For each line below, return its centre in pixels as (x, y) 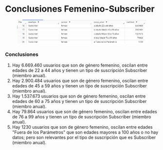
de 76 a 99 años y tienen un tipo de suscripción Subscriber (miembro (81, 117)
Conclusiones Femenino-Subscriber (80, 9)
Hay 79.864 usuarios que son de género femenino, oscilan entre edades (84, 111)
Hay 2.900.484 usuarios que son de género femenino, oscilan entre (80, 81)
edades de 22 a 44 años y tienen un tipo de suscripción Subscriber (80, 70)
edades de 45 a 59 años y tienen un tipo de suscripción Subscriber (80, 85)
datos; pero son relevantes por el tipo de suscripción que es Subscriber (84, 137)
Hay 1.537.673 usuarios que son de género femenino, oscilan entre (79, 96)
